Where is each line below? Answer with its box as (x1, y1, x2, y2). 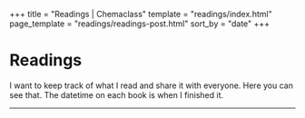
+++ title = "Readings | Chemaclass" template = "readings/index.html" (9, 9, 272, 19)
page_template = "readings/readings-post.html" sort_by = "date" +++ (9, 18, 271, 29)
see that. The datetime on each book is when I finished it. (9, 89, 224, 100)
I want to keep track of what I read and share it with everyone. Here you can (9, 80, 293, 91)
